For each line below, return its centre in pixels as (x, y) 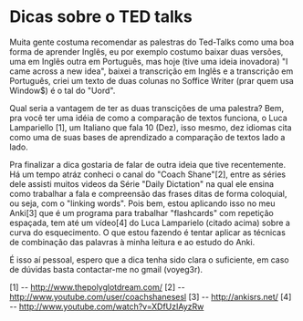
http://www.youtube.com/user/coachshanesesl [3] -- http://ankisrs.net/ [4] (151, 296)
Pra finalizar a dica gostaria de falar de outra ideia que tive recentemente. (147, 164)
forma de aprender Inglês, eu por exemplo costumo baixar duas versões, (146, 51)
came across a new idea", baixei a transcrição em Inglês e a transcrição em (151, 71)
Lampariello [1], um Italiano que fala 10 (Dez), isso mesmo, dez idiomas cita (151, 127)
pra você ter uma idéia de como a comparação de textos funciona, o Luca (148, 118)
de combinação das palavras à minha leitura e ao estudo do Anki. (132, 242)
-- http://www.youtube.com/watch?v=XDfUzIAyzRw (107, 306)
